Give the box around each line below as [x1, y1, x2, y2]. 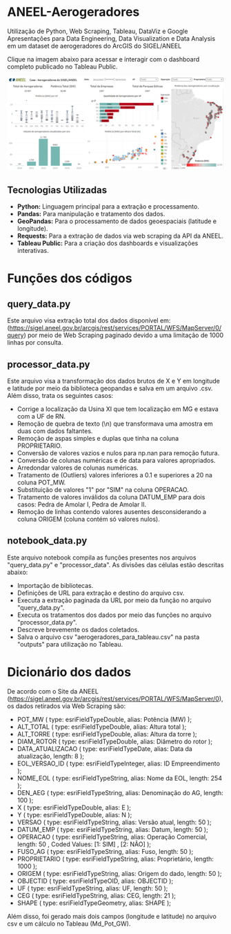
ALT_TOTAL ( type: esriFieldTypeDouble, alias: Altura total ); [17, 723, 187, 731]
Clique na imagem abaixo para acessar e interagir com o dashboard [7, 55, 200, 63]
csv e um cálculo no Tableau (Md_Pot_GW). [7, 919, 131, 928]
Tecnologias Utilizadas [7, 184, 108, 196]
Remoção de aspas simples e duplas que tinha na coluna [17, 435, 179, 443]
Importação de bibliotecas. [17, 581, 94, 589]
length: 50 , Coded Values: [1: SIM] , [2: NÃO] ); [17, 840, 152, 848]
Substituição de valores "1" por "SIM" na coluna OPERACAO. [17, 486, 190, 494]
